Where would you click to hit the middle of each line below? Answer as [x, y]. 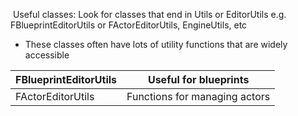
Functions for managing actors [198, 96]
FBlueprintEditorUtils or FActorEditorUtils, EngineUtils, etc [129, 25]
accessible [47, 55]
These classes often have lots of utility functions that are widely [156, 44]
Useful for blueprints [198, 79]
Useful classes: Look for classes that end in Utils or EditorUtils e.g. [149, 14]
